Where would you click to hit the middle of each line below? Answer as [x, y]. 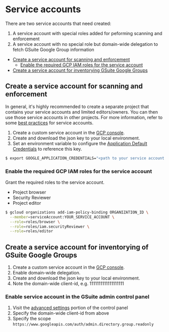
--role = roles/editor [31, 231]
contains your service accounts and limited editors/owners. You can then [82, 112]
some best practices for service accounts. [49, 123]
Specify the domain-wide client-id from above [61, 313]
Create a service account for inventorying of [77, 247]
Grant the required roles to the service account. [55, 182]
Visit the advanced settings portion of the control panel [70, 308]
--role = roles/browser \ [35, 222]
